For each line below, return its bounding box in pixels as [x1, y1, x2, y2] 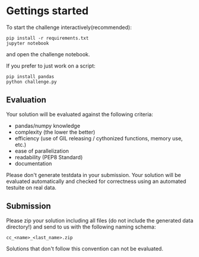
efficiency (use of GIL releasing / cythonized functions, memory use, [14, 134, 183, 142]
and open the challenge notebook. [6, 50, 90, 57]
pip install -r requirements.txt [6, 35, 89, 41]
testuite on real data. [6, 184, 56, 191]
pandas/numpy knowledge [14, 122, 80, 129]
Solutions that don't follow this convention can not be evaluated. [6, 245, 163, 252]
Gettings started [6, 4, 89, 18]
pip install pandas [6, 73, 55, 79]
